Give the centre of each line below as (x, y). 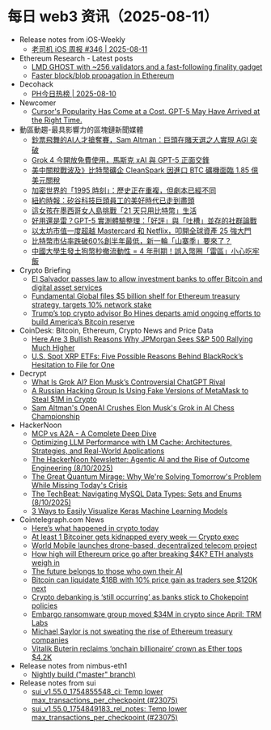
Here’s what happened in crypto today (95, 528)
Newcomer (38, 103)
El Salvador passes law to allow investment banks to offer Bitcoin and (147, 278)
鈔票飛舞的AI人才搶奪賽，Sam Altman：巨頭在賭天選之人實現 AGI (140, 139)
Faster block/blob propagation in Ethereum (103, 75)
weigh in (45, 562)
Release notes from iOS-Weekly (72, 39)
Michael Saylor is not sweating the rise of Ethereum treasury (132, 631)
